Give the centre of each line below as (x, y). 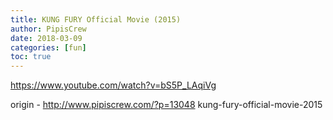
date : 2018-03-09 (46, 38)
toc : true (31, 57)
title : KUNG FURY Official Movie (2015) (96, 19)
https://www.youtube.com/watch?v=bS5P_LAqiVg (113, 85)
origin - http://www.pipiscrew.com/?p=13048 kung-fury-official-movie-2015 (166, 105)
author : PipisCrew (48, 29)
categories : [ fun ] (48, 47)
